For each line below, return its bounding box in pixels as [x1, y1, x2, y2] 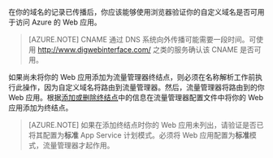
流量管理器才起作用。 [42, 141, 115, 150]
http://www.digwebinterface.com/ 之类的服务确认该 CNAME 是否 [37, 45, 254, 55]
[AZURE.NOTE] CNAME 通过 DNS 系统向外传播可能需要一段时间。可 [28, 35, 257, 44]
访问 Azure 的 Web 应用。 [15, 17, 102, 27]
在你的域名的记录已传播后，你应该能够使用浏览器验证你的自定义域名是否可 [8, 7, 258, 16]
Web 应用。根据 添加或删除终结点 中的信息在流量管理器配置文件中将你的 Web [8, 93, 264, 102]
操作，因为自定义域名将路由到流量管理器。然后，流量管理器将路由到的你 [22, 82, 265, 92]
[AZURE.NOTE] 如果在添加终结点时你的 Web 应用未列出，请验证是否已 [28, 121, 264, 129]
